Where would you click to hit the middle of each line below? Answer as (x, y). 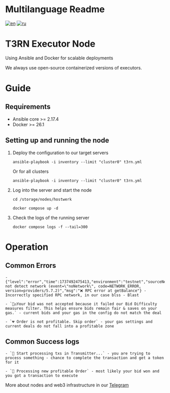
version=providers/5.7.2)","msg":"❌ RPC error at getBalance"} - (76, 291)
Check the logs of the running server (51, 218)
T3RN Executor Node (50, 44)
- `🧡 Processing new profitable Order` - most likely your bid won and (82, 371)
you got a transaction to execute (42, 376)
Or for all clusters (31, 171)
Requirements (28, 107)
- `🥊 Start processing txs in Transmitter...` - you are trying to (78, 353)
